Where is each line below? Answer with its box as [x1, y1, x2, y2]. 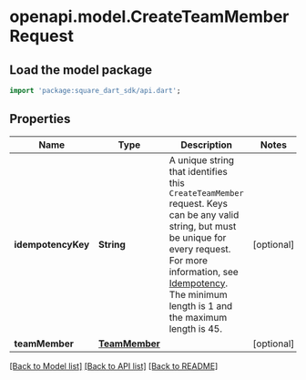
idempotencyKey [14, 238, 90, 251]
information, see [168, 265, 239, 278]
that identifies [168, 165, 228, 178]
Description [180, 139, 233, 151]
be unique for [168, 231, 227, 243]
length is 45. [168, 322, 223, 334]
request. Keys [168, 197, 228, 210]
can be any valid [168, 208, 240, 221]
